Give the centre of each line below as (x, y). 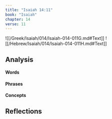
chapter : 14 (18, 19)
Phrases (14, 84)
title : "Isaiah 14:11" (29, 10)
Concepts (16, 95)
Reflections (24, 111)
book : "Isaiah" (21, 15)
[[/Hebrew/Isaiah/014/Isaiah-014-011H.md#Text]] (56, 44)
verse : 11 (16, 24)
